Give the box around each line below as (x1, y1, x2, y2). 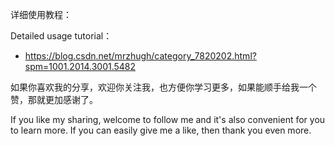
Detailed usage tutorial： (10, 30, 113, 42)
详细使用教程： (10, 9, 72, 20)
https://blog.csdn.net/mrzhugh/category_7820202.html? (24, 50, 257, 62)
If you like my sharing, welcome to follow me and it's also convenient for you (10, 114, 326, 125)
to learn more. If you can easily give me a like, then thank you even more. (10, 124, 312, 136)
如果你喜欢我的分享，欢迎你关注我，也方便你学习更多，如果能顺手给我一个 (10, 81, 317, 93)
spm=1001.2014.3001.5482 (24, 61, 137, 72)
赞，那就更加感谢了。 (10, 94, 98, 105)
